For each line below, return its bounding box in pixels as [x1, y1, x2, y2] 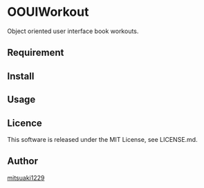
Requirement [7, 47, 64, 59]
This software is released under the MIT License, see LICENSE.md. [7, 135, 198, 143]
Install [7, 70, 35, 82]
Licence [7, 117, 43, 129]
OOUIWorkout [7, 4, 89, 20]
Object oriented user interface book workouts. [7, 27, 139, 35]
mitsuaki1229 [7, 174, 45, 182]
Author [7, 156, 38, 167]
